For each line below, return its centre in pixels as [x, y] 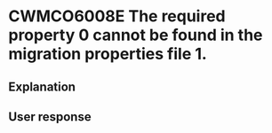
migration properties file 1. [108, 54]
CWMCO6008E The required [117, 16]
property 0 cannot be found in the [136, 35]
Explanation [42, 86]
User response [50, 117]
